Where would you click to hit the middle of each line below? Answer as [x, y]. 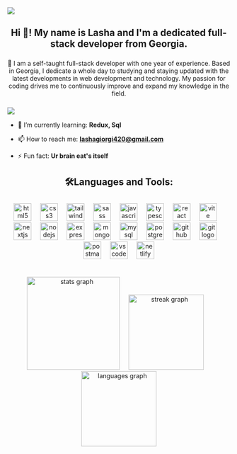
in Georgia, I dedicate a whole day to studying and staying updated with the [119, 71]
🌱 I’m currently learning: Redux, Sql [69, 125]
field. [119, 93]
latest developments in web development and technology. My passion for [119, 79]
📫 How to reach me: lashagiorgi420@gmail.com [91, 139]
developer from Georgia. [132, 44]
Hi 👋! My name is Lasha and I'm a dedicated [108, 33]
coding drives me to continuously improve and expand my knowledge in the [119, 86]
